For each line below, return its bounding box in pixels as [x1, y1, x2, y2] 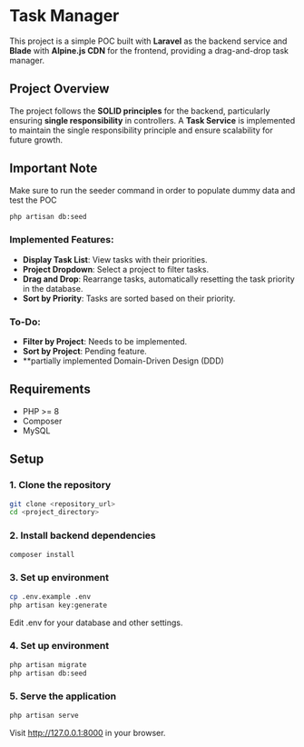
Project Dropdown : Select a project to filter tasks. [22, 264, 210, 274]
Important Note [9, 161, 98, 176]
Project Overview [9, 81, 110, 96]
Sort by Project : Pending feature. [22, 346, 147, 357]
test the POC [9, 194, 57, 205]
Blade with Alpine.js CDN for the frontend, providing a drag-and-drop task [9, 45, 289, 55]
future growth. [9, 134, 64, 145]
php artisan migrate [9, 660, 88, 669]
